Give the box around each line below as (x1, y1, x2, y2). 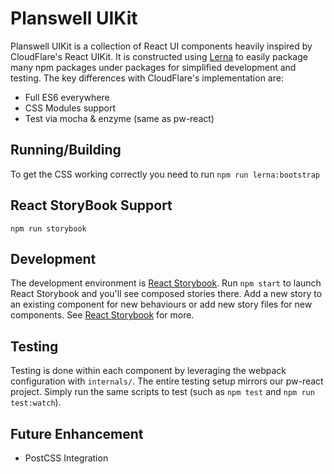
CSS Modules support (24, 102, 116, 114)
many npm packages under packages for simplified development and (10, 61, 297, 73)
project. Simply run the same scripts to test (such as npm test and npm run (10, 386, 315, 398)
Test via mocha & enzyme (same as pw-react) (24, 112, 215, 124)
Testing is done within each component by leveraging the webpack (10, 365, 287, 377)
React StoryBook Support (10, 197, 173, 214)
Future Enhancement (10, 425, 144, 442)
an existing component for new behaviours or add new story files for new (10, 298, 313, 311)
